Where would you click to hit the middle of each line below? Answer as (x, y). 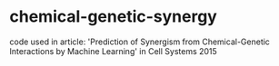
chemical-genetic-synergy (114, 17)
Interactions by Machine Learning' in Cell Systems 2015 (114, 51)
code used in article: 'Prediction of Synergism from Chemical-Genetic (140, 42)
